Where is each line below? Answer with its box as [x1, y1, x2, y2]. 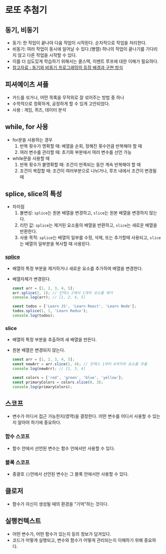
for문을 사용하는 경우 [12, 137, 53, 142]
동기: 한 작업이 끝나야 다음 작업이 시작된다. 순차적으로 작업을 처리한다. [12, 40, 147, 46]
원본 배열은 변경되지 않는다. [12, 347, 66, 353]
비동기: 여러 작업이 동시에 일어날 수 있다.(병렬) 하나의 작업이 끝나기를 [12, 46, 145, 52]
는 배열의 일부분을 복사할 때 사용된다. [19, 241, 91, 247]
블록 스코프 [5, 459, 30, 465]
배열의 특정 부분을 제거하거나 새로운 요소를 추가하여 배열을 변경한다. [12, 265, 143, 271]
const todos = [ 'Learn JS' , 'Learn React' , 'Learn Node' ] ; [12, 304, 137, 309]
